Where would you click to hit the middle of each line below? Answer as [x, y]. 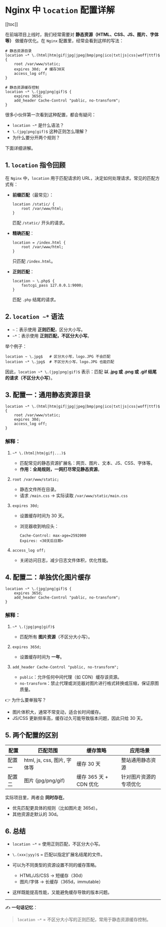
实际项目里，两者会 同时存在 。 [36, 797]
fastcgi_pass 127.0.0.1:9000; [52, 285]
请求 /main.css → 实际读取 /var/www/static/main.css [74, 495]
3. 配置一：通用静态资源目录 [48, 395]
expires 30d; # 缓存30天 [40, 69]
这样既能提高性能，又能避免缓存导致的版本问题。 [62, 892]
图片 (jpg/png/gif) [44, 780]
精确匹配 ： [23, 233]
